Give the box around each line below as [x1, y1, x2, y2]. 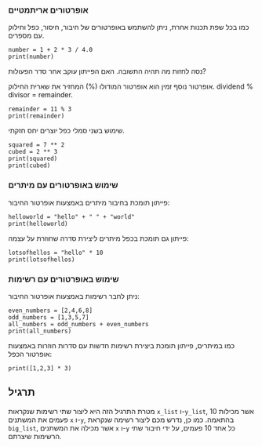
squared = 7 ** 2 [8, 141, 65, 149]
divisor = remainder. [8, 90, 73, 100]
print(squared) [8, 154, 58, 163]
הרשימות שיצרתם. [8, 431, 62, 441]
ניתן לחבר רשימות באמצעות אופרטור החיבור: [8, 291, 140, 300]
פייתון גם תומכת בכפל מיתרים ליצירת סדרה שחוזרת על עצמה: [8, 233, 190, 243]
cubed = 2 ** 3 [8, 148, 58, 156]
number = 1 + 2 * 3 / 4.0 [8, 46, 93, 54]
